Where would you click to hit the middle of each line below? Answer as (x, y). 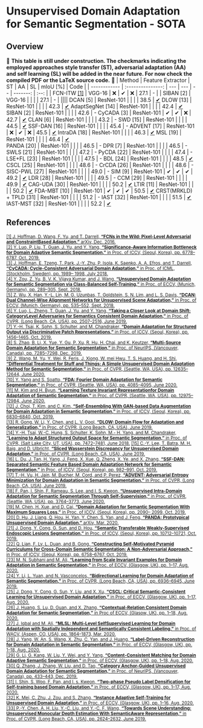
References (28, 223)
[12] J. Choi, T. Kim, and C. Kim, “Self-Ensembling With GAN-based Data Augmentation (99, 406)
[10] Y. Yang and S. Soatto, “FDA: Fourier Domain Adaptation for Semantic (85, 380)
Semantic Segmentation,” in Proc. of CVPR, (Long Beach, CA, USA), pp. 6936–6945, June (101, 581)
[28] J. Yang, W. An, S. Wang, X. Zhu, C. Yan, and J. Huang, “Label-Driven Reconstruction (101, 639)
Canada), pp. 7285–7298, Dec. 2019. (44, 353)
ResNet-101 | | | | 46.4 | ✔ (38, 139)
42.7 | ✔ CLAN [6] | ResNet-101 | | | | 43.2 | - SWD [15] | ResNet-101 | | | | (97, 120)
